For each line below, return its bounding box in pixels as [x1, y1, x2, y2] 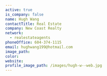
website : [5, 58, 24, 63]
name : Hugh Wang [5, 16, 39, 21]
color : [5, 53, 19, 59]
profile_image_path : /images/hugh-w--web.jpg [5, 63, 102, 68]
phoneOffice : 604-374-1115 [5, 40, 62, 45]
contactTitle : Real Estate [5, 21, 62, 26]
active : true [5, 7, 33, 12]
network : [5, 30, 24, 35]
